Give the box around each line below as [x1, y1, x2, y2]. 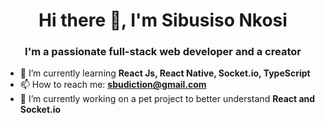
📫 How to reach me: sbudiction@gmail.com [19, 79, 207, 91]
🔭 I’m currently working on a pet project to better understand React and [19, 93, 316, 105]
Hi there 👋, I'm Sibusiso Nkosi [38, 9, 288, 32]
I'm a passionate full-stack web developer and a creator [24, 45, 302, 59]
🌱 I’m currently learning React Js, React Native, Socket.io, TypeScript [19, 67, 311, 79]
